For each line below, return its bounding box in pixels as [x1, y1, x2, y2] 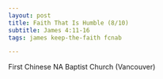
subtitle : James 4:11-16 [8, 26, 90, 34]
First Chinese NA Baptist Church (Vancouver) [8, 62, 156, 72]
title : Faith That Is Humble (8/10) [8, 19, 129, 27]
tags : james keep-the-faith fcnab [8, 33, 123, 42]
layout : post [8, 11, 51, 20]
